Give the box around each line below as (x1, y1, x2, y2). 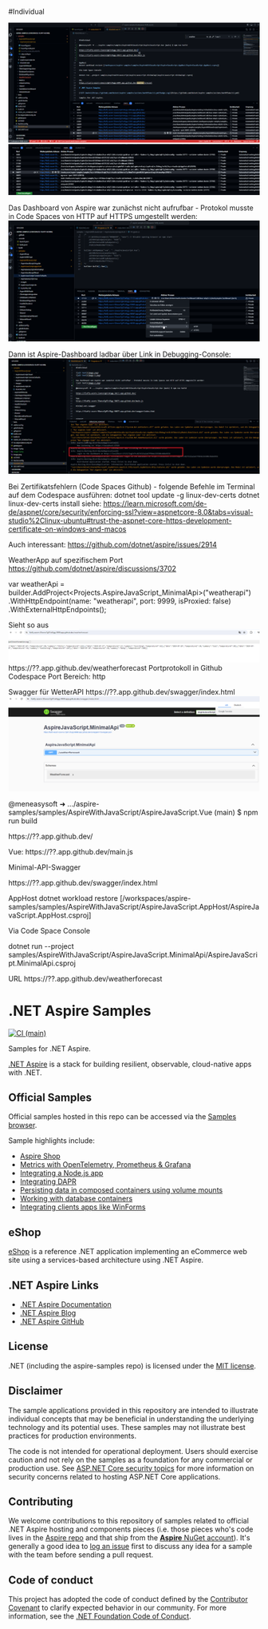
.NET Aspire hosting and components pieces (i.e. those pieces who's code (8, 1524, 254, 1534)
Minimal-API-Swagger (8, 862, 81, 872)
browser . (8, 1121, 37, 1130)
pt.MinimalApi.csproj (8, 958, 76, 968)
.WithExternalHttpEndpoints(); (8, 605, 107, 615)
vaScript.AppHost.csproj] (8, 910, 92, 920)
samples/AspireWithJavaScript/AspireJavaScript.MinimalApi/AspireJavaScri (8, 950, 258, 959)
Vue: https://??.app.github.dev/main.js (8, 846, 133, 856)
